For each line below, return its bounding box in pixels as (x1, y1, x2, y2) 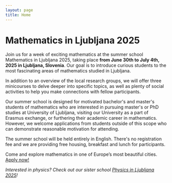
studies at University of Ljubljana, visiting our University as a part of (5, 109, 149, 116)
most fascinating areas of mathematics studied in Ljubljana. (5, 68, 131, 74)
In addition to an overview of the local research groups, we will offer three (5, 78, 162, 84)
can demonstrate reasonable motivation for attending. (5, 126, 120, 132)
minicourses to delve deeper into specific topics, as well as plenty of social (5, 83, 164, 89)
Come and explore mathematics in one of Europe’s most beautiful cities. (5, 151, 158, 157)
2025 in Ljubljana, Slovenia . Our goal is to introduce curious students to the (5, 62, 167, 68)
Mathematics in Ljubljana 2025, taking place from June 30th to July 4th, (5, 57, 160, 63)
